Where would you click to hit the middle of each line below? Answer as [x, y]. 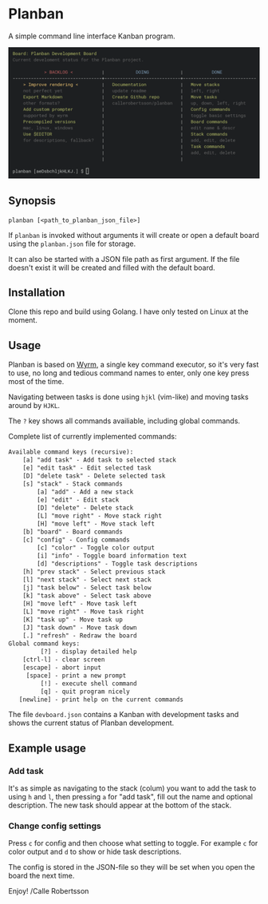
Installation [37, 292]
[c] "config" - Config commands [76, 540]
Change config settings [55, 826]
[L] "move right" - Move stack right [99, 516]
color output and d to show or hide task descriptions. [95, 852]
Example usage [47, 748]
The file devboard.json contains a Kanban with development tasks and [124, 715]
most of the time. [36, 382]
